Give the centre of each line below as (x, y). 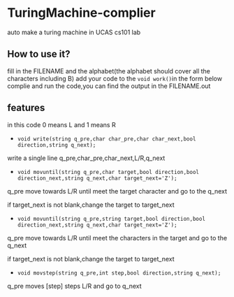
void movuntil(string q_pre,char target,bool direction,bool (108, 172)
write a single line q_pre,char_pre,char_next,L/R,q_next (86, 158)
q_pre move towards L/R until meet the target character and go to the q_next (117, 191)
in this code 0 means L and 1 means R (62, 124)
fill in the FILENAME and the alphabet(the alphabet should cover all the (109, 71)
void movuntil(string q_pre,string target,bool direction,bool (111, 219)
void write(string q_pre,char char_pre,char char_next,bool (107, 139)
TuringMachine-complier (81, 13)
